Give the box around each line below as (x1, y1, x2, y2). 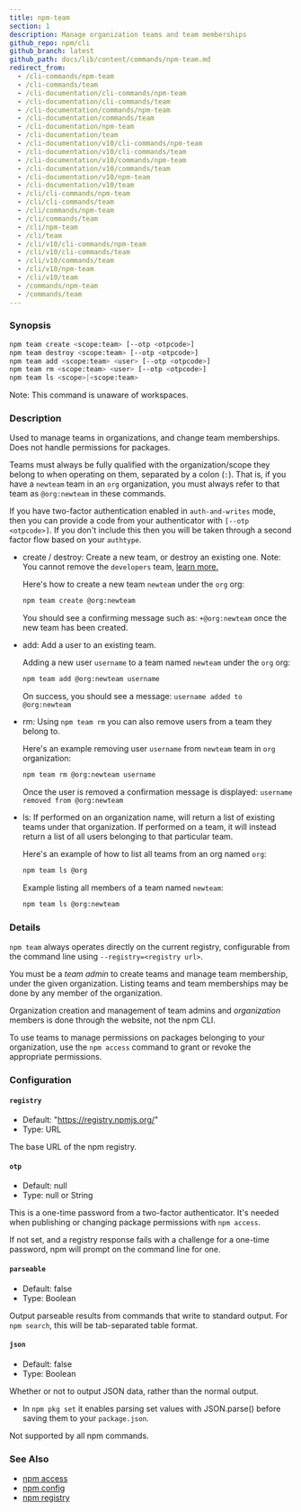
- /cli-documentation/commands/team (17, 114, 155, 123)
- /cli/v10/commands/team (17, 256, 115, 266)
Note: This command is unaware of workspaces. (9, 389, 189, 401)
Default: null (22, 1180, 67, 1191)
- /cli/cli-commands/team (17, 197, 115, 207)
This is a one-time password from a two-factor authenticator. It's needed (9, 1207, 279, 1218)
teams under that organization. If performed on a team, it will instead (22, 822, 277, 833)
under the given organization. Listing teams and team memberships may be (9, 979, 289, 989)
